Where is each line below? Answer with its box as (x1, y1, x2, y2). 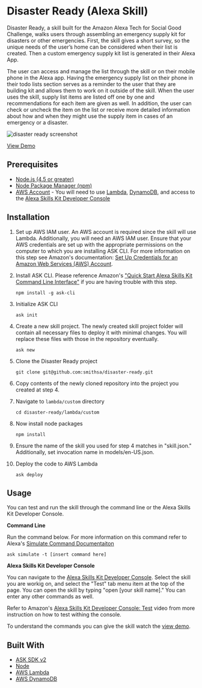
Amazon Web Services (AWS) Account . (15, 260, 113, 267)
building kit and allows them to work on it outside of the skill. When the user (7, 87, 195, 94)
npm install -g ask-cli (15, 290, 76, 296)
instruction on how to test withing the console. (7, 611, 122, 618)
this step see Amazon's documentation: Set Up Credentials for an (15, 254, 178, 261)
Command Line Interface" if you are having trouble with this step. (15, 278, 177, 285)
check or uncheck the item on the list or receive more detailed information (7, 106, 191, 113)
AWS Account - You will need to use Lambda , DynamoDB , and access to (15, 188, 195, 195)
